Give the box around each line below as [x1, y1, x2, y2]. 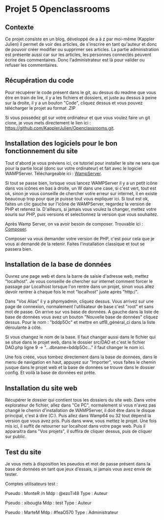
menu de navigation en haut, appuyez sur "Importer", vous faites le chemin [5, 359, 156, 365]
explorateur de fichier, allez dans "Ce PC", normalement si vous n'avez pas [5, 402, 156, 408]
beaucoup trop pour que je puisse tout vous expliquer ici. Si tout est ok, [5, 196, 149, 202]
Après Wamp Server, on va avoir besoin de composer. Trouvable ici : [5, 221, 143, 227]
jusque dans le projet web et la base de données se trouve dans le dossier [5, 365, 155, 371]
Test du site [5, 448, 42, 456]
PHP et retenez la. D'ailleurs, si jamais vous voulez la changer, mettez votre [5, 206, 157, 212]
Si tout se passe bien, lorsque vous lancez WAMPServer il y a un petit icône [5, 180, 158, 186]
